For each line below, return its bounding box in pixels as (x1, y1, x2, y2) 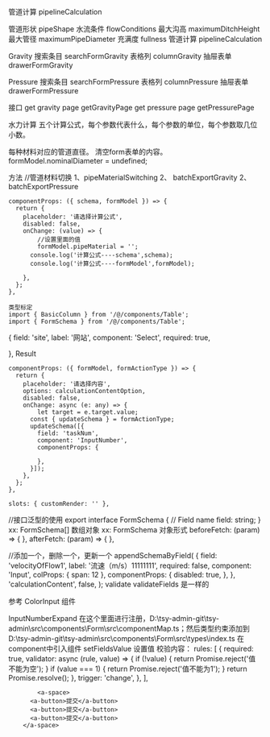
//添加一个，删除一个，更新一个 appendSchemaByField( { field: (8, 551, 218, 560)
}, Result (8, 349, 36, 358)
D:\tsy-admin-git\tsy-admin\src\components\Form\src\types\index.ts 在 (8, 634, 244, 643)
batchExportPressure (8, 182, 79, 191)
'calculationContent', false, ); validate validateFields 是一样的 (8, 579, 210, 589)
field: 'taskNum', (37, 429, 99, 437)
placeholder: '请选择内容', (23, 380, 111, 388)
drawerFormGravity (8, 60, 73, 70)
